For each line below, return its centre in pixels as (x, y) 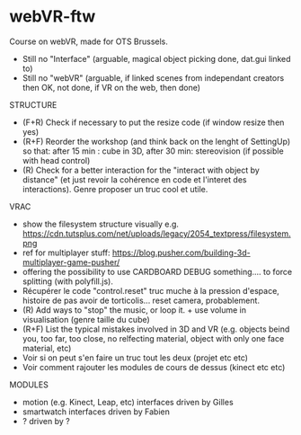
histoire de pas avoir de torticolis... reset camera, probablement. (141, 300)
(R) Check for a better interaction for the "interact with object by (141, 170)
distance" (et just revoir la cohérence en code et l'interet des (134, 179)
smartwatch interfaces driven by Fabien (96, 412)
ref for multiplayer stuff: (66, 253)
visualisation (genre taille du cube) (86, 319)
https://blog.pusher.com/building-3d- (181, 253)
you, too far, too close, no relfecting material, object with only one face (153, 338)
